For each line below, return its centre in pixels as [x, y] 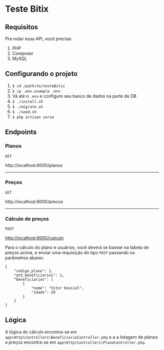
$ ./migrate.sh [28, 107]
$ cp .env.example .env [36, 91]
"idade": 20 [43, 292]
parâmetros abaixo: [25, 258]
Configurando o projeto [41, 74]
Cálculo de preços [27, 219]
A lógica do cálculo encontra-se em [41, 332]
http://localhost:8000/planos [34, 165]
